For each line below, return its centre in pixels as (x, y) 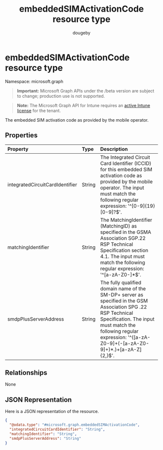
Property (18, 149)
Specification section (124, 250)
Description (114, 149)
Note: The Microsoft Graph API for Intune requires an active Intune (83, 105)
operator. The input (122, 187)
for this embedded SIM (126, 169)
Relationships (26, 372)
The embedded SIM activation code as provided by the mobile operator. (77, 120)
